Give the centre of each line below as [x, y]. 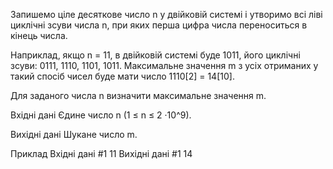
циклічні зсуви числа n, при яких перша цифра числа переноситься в [159, 25]
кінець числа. [39, 35]
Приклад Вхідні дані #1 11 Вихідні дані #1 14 [101, 153]
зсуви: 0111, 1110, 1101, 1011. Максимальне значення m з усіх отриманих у [164, 65]
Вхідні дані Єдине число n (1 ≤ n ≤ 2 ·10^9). [101, 115]
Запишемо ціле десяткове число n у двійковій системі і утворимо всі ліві [166, 14]
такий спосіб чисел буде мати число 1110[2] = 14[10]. [122, 76]
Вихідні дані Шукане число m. [74, 134]
